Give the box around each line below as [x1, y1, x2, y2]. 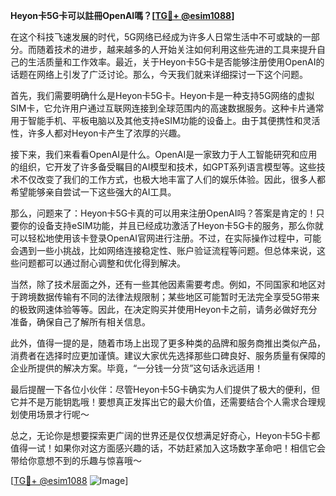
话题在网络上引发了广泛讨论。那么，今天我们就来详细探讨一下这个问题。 [10, 69, 308, 80]
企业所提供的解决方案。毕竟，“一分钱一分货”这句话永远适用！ [10, 362, 264, 374]
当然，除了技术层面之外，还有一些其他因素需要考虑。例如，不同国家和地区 [10, 279, 317, 290]
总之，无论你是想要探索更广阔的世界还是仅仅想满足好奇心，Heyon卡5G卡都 [10, 430, 321, 441]
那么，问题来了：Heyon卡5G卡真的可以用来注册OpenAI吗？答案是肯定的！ [10, 207, 317, 219]
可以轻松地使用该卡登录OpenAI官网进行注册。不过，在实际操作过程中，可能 [10, 232, 322, 244]
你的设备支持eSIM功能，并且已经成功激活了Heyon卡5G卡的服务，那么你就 [18, 220, 324, 231]
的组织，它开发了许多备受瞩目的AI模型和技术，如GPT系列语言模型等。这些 [10, 161, 317, 173]
